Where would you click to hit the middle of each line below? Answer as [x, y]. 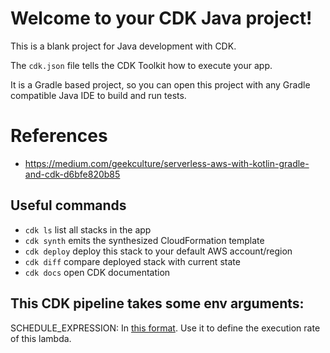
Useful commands [68, 205]
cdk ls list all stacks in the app [88, 229]
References [59, 136]
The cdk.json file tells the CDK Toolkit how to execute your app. [141, 65]
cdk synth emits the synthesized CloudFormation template [144, 240]
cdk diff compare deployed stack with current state [132, 261]
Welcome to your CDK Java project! [161, 18]
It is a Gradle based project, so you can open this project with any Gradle [160, 84]
